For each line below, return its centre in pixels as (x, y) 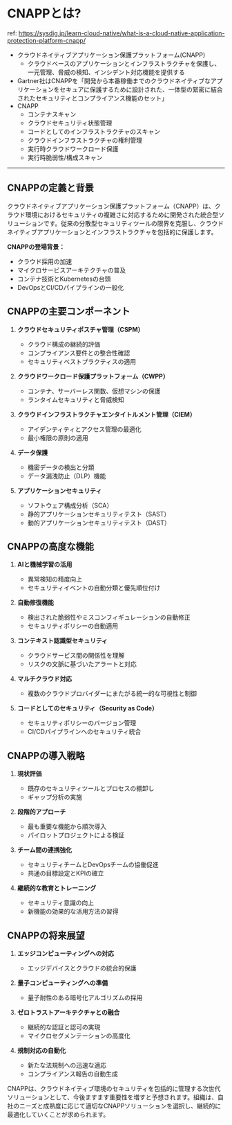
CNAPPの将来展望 (46, 935)
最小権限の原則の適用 (58, 437)
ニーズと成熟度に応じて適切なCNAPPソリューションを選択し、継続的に (120, 1106)
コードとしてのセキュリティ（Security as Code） (88, 708)
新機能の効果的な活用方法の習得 (73, 912)
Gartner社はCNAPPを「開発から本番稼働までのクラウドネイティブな (114, 80)
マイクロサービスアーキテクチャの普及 (71, 270)
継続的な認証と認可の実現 (64, 1027)
